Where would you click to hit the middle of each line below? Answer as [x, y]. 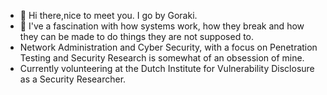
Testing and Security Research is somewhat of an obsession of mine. [162, 58]
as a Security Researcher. [73, 79]
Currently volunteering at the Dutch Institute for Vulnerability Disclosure [167, 68]
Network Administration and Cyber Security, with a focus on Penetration [168, 47]
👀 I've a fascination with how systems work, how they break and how [162, 26]
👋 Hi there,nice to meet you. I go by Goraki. [108, 15]
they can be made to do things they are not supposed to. [137, 36]
